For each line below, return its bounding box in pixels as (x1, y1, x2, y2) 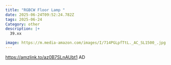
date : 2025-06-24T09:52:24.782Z (5, 12, 74, 17)
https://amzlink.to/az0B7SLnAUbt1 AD (5, 54, 85, 60)
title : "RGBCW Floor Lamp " (5, 7, 66, 13)
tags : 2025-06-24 (5, 17, 42, 22)
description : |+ (5, 26, 40, 31)
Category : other (5, 21, 40, 27)
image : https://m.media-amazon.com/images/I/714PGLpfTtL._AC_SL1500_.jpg (5, 40, 166, 46)
